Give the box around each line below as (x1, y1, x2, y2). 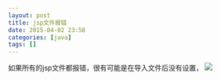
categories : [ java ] (8, 33, 72, 42)
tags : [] (8, 41, 37, 49)
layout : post (8, 11, 51, 20)
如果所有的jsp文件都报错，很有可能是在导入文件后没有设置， (8, 64, 204, 73)
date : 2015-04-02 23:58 (8, 26, 86, 34)
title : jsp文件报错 (8, 19, 67, 27)
